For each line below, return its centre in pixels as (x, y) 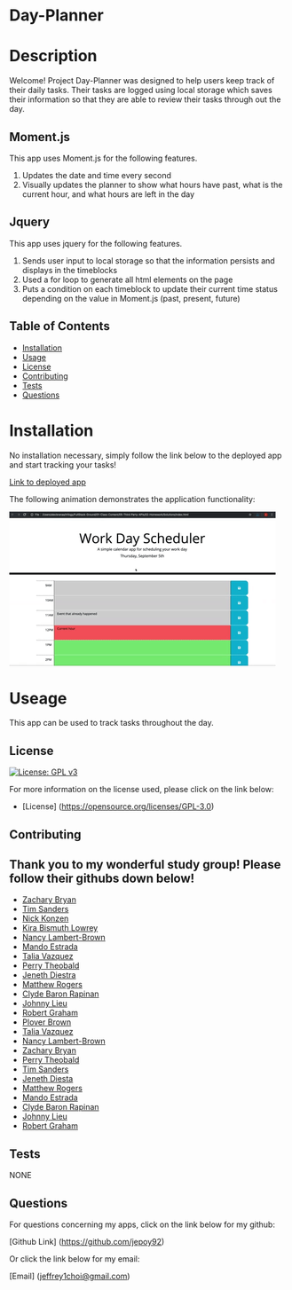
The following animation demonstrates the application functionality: (132, 499)
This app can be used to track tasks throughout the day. (112, 723)
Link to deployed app (48, 482)
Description (53, 56)
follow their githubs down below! (102, 879)
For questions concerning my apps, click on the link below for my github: (142, 1224)
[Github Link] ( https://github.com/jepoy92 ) (87, 1242)
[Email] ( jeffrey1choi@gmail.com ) (70, 1276)
